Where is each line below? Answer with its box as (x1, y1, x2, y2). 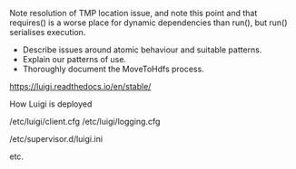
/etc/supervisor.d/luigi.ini (9, 134, 103, 144)
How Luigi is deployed (9, 99, 93, 109)
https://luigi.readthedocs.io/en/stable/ (9, 81, 152, 91)
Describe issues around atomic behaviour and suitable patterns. (22, 44, 262, 55)
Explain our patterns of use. (22, 54, 127, 64)
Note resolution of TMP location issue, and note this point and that (9, 8, 258, 18)
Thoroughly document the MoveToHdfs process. (22, 63, 204, 74)
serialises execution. (9, 27, 86, 37)
